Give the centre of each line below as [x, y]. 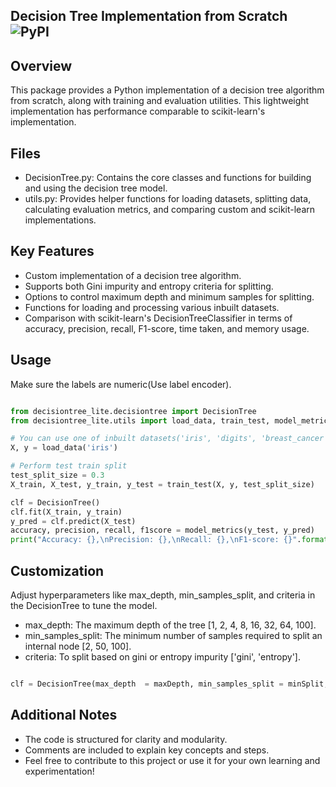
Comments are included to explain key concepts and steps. [147, 750]
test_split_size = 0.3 [57, 475]
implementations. [60, 220]
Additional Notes [64, 715]
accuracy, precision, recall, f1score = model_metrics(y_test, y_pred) [162, 530]
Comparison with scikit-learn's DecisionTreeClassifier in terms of [158, 318]
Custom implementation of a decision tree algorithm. [133, 275]
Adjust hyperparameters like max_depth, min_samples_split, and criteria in [163, 595]
